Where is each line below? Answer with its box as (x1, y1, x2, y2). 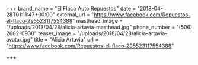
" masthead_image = (72, 18, 123, 24)
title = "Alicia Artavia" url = (34, 36, 99, 43)
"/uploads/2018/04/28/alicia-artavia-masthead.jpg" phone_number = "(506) (6, 23, 193, 30)
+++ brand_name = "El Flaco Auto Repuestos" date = (6, 5, 136, 12)
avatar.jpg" (6, 36, 33, 43)
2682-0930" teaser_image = (6, 30, 76, 37)
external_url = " (56, 11, 94, 18)
